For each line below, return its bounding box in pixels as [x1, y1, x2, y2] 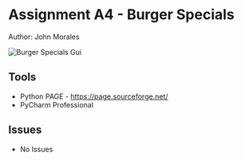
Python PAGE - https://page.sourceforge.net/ [19, 92, 169, 101]
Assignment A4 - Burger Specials [8, 6, 235, 24]
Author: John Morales [8, 32, 80, 41]
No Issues [19, 144, 54, 154]
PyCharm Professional [19, 100, 94, 109]
